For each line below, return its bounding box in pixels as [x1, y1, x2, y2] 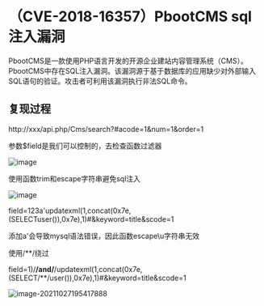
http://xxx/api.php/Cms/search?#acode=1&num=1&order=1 [8, 124, 204, 134]
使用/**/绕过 [8, 248, 50, 257]
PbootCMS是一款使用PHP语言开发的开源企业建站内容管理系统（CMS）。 [8, 56, 248, 66]
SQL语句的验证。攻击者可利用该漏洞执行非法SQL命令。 [8, 76, 192, 86]
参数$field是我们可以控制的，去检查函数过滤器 [8, 141, 162, 151]
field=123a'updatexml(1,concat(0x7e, [8, 206, 132, 215]
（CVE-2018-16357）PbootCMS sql [8, 7, 253, 26]
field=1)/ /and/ [8, 264, 55, 274]
